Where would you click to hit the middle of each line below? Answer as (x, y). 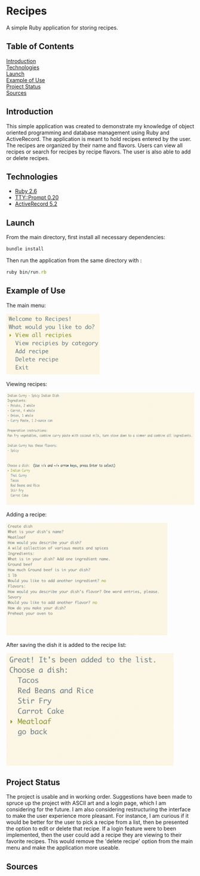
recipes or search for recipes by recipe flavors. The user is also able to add (99, 152)
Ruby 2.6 (26, 191)
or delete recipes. (28, 158)
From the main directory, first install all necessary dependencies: (86, 237)
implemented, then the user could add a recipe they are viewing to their (94, 835)
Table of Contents (40, 46)
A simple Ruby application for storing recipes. (62, 28)
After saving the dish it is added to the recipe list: (66, 645)
